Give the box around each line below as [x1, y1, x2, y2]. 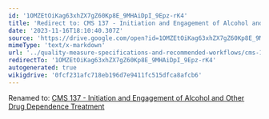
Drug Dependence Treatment [8, 101, 105, 111]
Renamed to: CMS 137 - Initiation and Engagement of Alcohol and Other [8, 93, 245, 102]
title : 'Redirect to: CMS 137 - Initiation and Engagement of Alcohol [8, 19, 249, 27]
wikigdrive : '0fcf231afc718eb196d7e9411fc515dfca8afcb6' [8, 71, 203, 79]
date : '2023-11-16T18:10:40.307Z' [8, 26, 124, 34]
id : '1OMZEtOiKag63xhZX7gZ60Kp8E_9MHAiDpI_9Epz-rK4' [8, 11, 188, 20]
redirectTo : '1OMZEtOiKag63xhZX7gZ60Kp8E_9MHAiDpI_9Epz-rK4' [8, 57, 217, 65]
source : [8, 34, 34, 42]
